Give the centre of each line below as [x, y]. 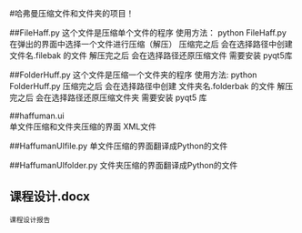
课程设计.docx [50, 197]
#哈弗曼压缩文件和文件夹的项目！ [72, 13]
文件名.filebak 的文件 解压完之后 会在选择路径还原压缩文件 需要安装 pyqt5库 [151, 56]
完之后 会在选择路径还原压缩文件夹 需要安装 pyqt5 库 [108, 97]
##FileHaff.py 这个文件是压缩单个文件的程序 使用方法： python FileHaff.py [148, 33]
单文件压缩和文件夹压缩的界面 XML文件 [83, 127]
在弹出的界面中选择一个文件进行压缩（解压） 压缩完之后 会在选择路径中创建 [151, 44]
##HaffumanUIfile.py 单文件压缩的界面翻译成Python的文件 [119, 146]
